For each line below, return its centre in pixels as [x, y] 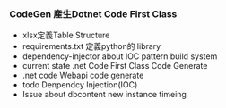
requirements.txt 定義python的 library [91, 46]
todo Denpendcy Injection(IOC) [80, 85]
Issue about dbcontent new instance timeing [104, 95]
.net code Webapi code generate [83, 75]
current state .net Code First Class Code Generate [115, 66]
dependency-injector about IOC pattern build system [120, 56]
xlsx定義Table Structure [66, 35]
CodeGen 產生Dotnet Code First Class [93, 13]
